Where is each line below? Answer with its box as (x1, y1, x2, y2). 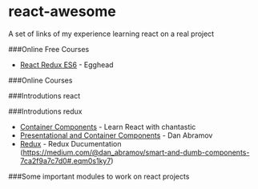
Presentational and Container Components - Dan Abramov (19, 131, 213, 140)
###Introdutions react (8, 90, 81, 100)
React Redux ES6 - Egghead (19, 59, 114, 70)
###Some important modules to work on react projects (8, 171, 190, 181)
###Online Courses (8, 75, 73, 85)
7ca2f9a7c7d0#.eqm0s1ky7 (19, 155, 111, 166)
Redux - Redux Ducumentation (19, 139, 122, 148)
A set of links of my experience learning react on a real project (8, 29, 215, 38)
